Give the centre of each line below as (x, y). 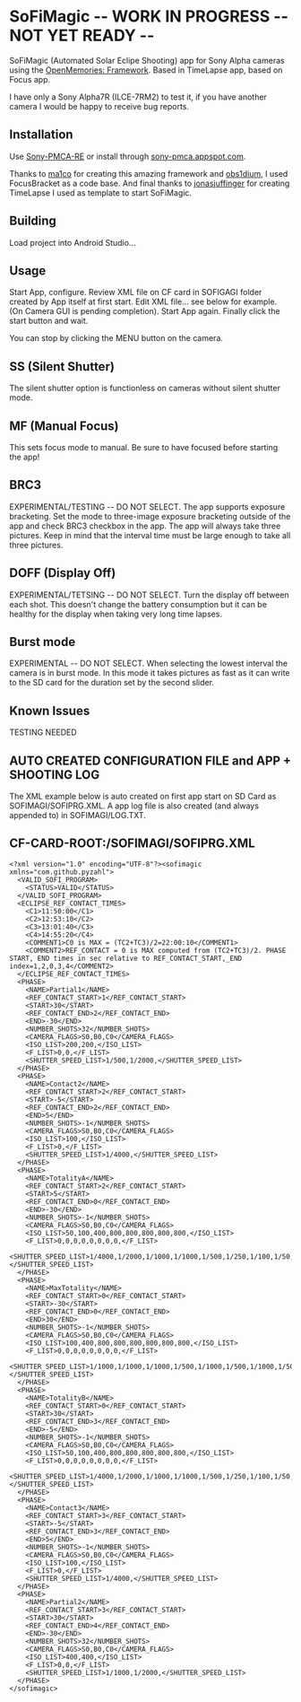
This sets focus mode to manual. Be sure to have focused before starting (144, 447)
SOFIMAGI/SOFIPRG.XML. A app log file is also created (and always (134, 806)
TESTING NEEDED (43, 732)
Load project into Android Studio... (73, 242)
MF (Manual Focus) (64, 426)
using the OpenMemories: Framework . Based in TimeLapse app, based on (146, 70)
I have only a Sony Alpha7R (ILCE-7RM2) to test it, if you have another (138, 97)
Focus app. (30, 79)
